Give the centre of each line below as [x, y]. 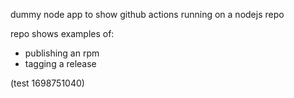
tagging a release [60, 63]
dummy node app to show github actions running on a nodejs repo [147, 14]
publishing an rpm [62, 53]
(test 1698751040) [47, 83]
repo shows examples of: [62, 33]
